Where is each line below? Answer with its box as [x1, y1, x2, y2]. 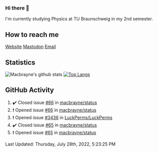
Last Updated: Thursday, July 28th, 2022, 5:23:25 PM [5, 141, 116, 147]
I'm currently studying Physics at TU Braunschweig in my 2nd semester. [5, 16, 153, 22]
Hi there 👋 [5, 4, 30, 11]
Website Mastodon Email [5, 43, 56, 49]
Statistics [5, 58, 36, 66]
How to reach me [5, 30, 59, 39]
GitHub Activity [5, 86, 54, 94]
